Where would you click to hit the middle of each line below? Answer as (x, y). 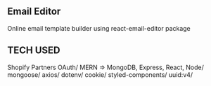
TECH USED (34, 51)
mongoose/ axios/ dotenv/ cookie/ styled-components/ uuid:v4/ (100, 74)
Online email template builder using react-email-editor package (99, 28)
